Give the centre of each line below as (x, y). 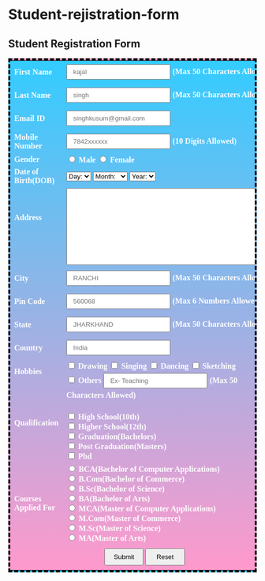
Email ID (30, 118)
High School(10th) (108, 417)
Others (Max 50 (158, 380)
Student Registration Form (74, 44)
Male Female (107, 160)
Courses (28, 499)
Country (29, 347)
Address (28, 217)
